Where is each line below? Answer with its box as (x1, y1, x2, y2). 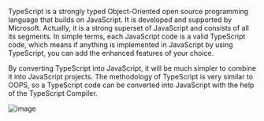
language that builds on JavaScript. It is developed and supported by (8, 15, 232, 24)
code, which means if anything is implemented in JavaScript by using (8, 40, 234, 49)
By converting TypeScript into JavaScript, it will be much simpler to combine (8, 64, 256, 73)
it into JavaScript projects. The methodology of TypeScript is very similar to (8, 72, 254, 81)
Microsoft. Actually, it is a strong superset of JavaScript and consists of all (8, 24, 250, 32)
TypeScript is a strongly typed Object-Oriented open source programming (8, 7, 249, 16)
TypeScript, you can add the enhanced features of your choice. (8, 49, 214, 57)
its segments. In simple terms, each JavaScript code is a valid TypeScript (8, 31, 246, 41)
